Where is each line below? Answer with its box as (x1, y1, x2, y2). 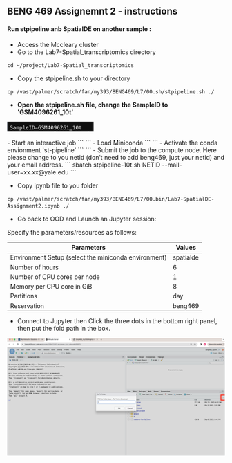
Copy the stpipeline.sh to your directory (17, 74, 130, 82)
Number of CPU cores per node (10, 273, 100, 281)
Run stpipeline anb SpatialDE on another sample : (7, 24, 152, 33)
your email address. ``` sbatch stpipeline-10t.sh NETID (7, 161, 161, 169)
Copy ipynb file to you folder (17, 181, 99, 190)
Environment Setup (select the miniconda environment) (10, 253, 167, 262)
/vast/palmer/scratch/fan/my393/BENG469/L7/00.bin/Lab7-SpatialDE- (16, 195, 215, 203)
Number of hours (10, 263, 59, 271)
